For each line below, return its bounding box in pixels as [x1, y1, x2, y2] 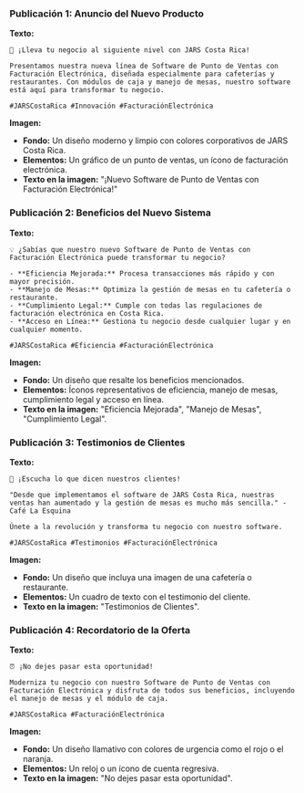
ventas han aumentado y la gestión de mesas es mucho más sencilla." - [9, 498, 287, 507]
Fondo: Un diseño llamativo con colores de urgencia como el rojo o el [22, 744, 284, 755]
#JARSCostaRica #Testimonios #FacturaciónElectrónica [9, 537, 218, 548]
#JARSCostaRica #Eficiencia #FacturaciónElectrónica [9, 340, 214, 350]
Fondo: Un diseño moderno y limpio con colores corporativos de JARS [22, 135, 289, 146]
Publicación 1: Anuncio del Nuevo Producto [9, 7, 205, 20]
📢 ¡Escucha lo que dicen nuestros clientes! [9, 474, 181, 484]
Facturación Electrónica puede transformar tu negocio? [9, 253, 226, 262]
